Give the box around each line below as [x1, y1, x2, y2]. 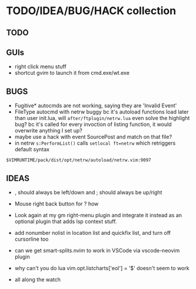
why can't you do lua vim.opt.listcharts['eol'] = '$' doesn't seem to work [14, 265, 190, 272]
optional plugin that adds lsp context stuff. [14, 218, 117, 225]
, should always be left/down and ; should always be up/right [14, 189, 162, 196]
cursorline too [14, 235, 49, 243]
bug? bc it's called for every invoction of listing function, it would [14, 121, 172, 128]
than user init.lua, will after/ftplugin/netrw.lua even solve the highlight [14, 115, 190, 122]
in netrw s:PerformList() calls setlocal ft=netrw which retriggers [14, 139, 176, 147]
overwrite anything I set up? [14, 127, 82, 134]
